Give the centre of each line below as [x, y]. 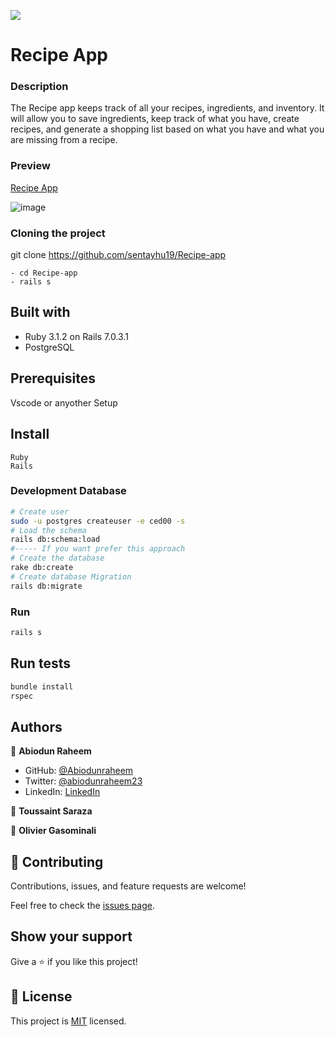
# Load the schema [48, 530]
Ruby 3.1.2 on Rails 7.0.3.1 [76, 336]
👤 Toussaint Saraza [51, 811]
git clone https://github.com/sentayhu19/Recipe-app [118, 255]
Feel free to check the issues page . [82, 906]
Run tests [40, 663]
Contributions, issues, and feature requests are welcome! [128, 886]
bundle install [42, 686]
